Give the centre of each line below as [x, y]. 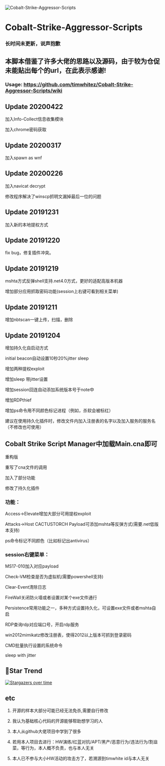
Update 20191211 [31, 307]
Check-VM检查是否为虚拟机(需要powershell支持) [54, 577]
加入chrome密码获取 [26, 130]
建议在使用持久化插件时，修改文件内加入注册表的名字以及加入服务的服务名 [80, 421]
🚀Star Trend [24, 671]
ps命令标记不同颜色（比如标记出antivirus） [49, 541]
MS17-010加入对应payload [32, 566]
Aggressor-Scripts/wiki [34, 91]
